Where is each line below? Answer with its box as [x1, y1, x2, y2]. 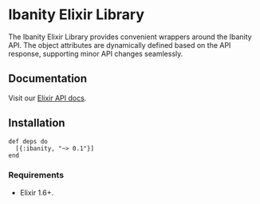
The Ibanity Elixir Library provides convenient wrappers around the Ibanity [8, 32, 253, 41]
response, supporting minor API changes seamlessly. [8, 49, 183, 58]
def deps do [8, 137, 48, 145]
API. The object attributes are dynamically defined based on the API [8, 40, 231, 49]
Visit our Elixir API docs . [8, 93, 87, 103]
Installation [8, 116, 65, 130]
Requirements [8, 170, 65, 181]
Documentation [8, 72, 88, 85]
